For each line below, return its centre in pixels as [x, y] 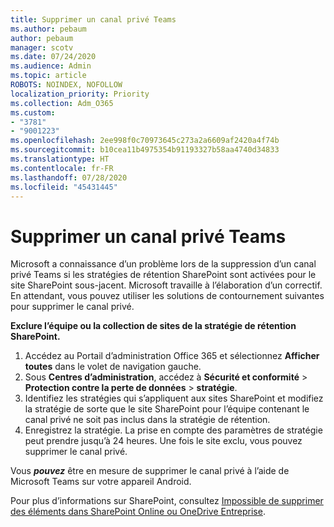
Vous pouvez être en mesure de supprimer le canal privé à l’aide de [150, 471]
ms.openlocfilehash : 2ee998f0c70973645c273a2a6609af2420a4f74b [145, 141]
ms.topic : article [48, 76]
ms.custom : [33, 112]
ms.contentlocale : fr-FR [62, 168]
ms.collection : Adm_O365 [62, 103]
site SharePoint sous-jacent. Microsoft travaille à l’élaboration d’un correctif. [166, 285]
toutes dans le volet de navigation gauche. [113, 367]
